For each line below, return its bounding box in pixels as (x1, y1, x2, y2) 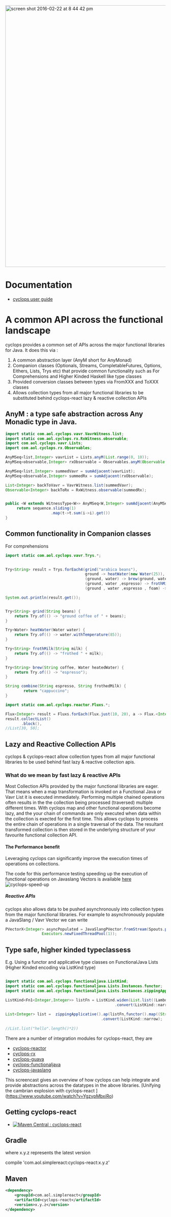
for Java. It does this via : (5, 347, 59, 353)
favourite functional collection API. (5, 832, 78, 838)
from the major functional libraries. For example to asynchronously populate (5, 911, 164, 917)
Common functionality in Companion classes (5, 530, 151, 538)
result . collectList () (5, 716, 51, 722)
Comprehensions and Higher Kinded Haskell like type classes (12, 373, 142, 379)
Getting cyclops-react (5, 1108, 77, 1116)
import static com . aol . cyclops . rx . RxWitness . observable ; (5, 436, 129, 441)
